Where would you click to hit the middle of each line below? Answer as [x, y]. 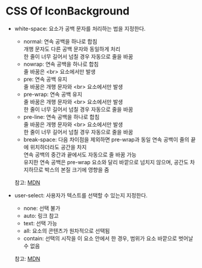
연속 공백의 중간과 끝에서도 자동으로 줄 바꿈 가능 [80, 155]
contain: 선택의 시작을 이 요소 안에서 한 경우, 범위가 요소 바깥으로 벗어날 [108, 238]
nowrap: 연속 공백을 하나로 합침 [61, 64]
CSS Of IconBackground [68, 11]
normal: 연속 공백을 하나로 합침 [60, 41]
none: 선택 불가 [42, 208]
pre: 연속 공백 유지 [45, 79]
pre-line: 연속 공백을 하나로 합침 [61, 116]
